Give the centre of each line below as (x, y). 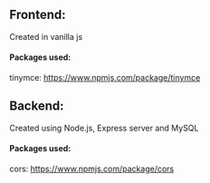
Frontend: (38, 15)
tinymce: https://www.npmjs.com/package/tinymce (105, 78)
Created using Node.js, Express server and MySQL (104, 128)
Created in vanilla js (46, 36)
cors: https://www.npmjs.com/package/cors (92, 169)
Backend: (37, 106)
